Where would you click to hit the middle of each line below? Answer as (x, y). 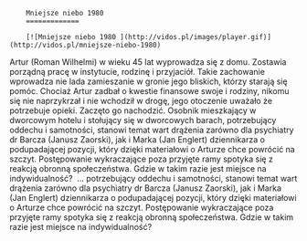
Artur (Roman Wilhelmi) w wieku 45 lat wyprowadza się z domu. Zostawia (148, 62)
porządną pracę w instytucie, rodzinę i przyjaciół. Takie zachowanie (137, 72)
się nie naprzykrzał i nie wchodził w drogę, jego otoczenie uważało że (141, 101)
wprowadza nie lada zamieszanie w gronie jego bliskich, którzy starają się (148, 81)
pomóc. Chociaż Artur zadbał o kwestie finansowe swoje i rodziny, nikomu (149, 91)
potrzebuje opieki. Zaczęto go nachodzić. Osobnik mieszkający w (133, 110)
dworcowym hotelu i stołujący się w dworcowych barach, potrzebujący (143, 120)
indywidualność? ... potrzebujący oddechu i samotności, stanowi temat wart (153, 178)
